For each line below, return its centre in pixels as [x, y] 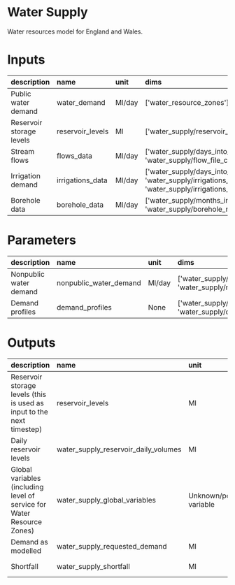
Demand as [29, 542]
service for [29, 504]
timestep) [27, 429]
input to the [30, 412]
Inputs [26, 60]
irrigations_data [82, 180]
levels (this [29, 394]
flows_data [74, 156]
